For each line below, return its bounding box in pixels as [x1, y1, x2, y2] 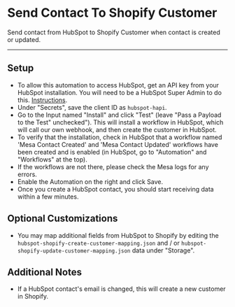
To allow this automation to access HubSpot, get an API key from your [17, 80, 219, 89]
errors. [17, 170, 37, 178]
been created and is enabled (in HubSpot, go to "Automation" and [17, 148, 207, 156]
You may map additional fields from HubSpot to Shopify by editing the [17, 231, 219, 239]
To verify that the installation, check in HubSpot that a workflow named [17, 133, 222, 141]
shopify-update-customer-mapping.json [17, 247, 131, 255]
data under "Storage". [131, 246, 195, 255]
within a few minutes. [17, 192, 79, 201]
